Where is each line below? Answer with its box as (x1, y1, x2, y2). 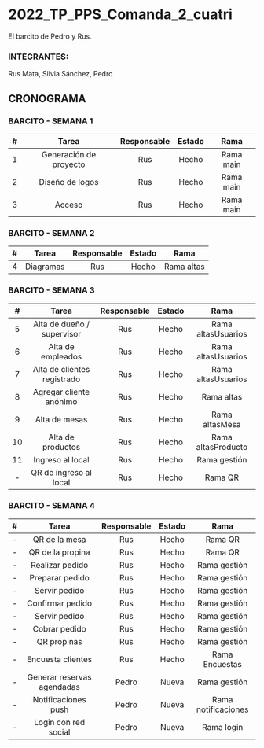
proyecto (52, 159, 86, 170)
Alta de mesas (35, 414, 88, 425)
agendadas (38, 681, 81, 692)
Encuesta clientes (26, 654, 93, 665)
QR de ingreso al (31, 466, 92, 477)
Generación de (41, 149, 97, 160)
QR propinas (36, 636, 82, 647)
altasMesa (203, 418, 241, 429)
